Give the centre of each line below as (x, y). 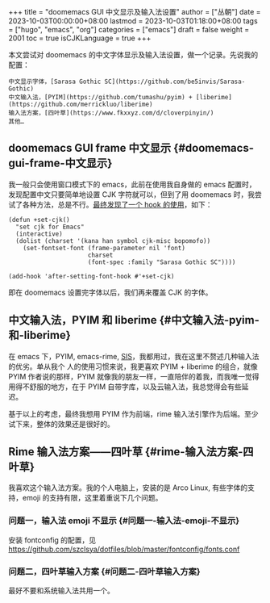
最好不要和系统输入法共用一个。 (61, 591)
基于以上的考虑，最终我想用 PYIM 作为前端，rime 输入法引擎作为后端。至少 (133, 413)
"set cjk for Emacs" (50, 227)
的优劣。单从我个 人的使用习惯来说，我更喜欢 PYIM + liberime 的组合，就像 (133, 366)
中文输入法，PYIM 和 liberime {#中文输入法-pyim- (134, 320)
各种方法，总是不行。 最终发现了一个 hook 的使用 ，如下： (117, 204)
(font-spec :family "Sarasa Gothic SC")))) (162, 262)
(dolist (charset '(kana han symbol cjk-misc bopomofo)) (113, 241)
